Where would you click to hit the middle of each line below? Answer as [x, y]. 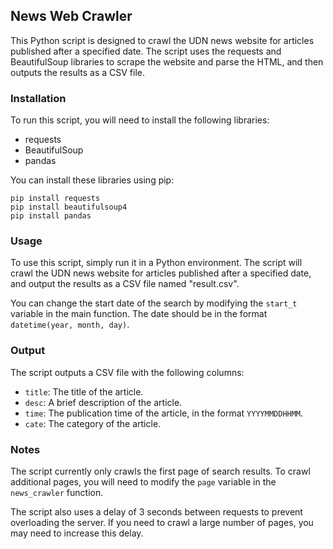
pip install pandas [51, 216]
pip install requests [55, 199]
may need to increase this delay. [77, 533]
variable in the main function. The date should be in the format [139, 314]
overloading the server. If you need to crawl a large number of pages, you [162, 522]
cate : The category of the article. [93, 423]
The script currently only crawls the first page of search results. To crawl [160, 471]
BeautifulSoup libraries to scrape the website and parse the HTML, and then [167, 61]
